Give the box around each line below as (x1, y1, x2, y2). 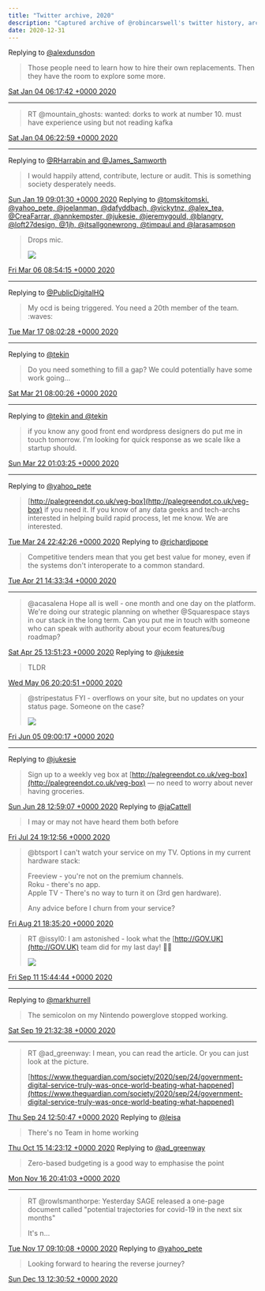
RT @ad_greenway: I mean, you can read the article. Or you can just (27, 1049, 249, 1058)
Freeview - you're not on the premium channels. (27, 871, 184, 881)
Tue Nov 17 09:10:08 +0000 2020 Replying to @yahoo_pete (8, 1244, 203, 1253)
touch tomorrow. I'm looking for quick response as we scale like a (27, 435, 241, 444)
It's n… (27, 1229, 50, 1238)
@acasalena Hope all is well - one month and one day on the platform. (27, 599, 256, 608)
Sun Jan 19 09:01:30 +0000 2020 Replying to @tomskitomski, (8, 195, 210, 204)
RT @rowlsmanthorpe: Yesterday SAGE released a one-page (27, 1196, 225, 1206)
